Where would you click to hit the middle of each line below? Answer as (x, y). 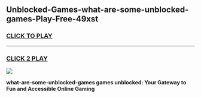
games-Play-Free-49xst (52, 19)
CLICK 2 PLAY (27, 58)
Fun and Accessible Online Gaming (51, 88)
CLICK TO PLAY (29, 36)
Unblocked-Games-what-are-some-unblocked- (98, 10)
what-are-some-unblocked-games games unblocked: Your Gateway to (96, 82)
